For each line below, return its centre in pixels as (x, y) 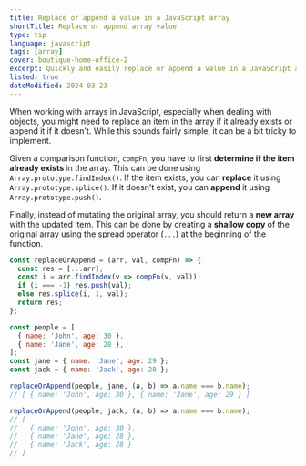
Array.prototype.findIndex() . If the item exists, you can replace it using (145, 177)
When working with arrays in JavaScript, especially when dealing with (141, 111)
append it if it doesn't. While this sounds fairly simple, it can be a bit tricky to (153, 131)
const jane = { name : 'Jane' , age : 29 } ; (89, 361)
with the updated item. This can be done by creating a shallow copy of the (149, 224)
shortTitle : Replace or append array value (93, 26)
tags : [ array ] (36, 52)
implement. (31, 140)
